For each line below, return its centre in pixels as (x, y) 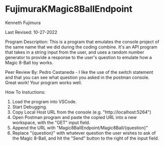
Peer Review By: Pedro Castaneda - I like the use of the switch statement (79, 72)
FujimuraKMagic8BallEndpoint (69, 9)
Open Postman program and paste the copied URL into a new (74, 117)
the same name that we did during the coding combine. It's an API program (81, 47)
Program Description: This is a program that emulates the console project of (82, 42)
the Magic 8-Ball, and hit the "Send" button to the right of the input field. (85, 138)
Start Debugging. (30, 107)
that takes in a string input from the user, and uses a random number (75, 52)
